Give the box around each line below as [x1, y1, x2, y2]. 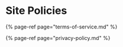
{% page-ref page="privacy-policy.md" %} [5, 34, 111, 41]
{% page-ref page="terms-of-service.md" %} [5, 23, 118, 30]
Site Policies [5, 4, 67, 17]
